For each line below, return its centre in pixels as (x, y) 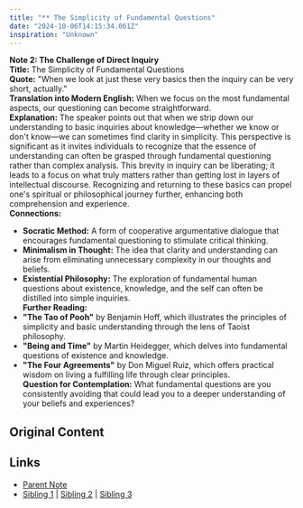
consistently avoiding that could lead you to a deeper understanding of (154, 394)
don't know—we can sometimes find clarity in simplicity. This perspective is (150, 137)
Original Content (57, 432)
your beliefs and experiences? (78, 403)
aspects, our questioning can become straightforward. (110, 108)
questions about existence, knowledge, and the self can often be (142, 289)
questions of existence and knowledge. (96, 356)
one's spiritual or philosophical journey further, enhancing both (126, 194)
